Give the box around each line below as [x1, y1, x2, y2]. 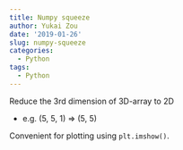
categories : [9, 46, 54, 55]
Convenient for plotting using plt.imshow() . [9, 130, 170, 141]
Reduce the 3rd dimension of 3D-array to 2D [9, 96, 175, 106]
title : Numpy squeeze [9, 12, 91, 22]
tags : [9, 63, 30, 72]
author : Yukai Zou [9, 21, 78, 30]
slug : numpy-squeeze [9, 37, 87, 47]
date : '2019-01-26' [9, 29, 83, 38]
